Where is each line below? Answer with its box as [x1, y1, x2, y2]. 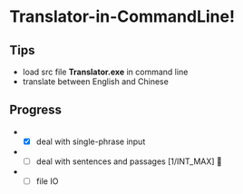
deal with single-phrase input [35, 136, 146, 147]
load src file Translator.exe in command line [22, 66, 189, 77]
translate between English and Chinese [22, 76, 170, 87]
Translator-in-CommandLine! [9, 6, 236, 27]
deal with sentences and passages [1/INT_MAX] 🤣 [35, 156, 222, 167]
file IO [35, 175, 59, 187]
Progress [9, 102, 62, 118]
